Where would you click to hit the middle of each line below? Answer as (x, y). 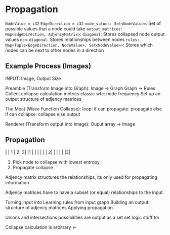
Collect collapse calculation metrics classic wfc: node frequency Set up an (83, 93)
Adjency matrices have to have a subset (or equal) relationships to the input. (85, 192)
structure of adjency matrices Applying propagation (59, 207)
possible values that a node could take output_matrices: (64, 28)
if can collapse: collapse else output (43, 114)
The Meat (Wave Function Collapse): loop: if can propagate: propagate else (84, 109)
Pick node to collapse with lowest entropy (56, 162)
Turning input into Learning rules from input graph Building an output (77, 202)
